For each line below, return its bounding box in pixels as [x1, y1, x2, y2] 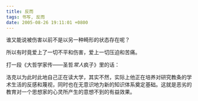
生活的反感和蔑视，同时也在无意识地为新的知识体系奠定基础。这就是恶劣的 [11, 81, 192, 88]
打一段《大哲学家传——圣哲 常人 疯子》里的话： [6, 61, 120, 68]
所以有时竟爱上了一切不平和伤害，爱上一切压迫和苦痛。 [6, 49, 140, 56]
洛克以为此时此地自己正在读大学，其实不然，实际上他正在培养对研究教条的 [6, 74, 187, 81]
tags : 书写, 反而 [6, 14, 45, 20]
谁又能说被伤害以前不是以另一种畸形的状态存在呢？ [6, 36, 130, 43]
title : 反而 [6, 8, 34, 15]
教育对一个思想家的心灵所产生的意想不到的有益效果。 [6, 89, 136, 96]
